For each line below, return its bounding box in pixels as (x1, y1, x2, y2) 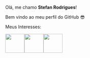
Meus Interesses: (5, 24, 42, 30)
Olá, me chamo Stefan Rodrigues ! (5, 5, 77, 10)
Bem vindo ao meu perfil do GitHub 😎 (5, 14, 85, 20)
